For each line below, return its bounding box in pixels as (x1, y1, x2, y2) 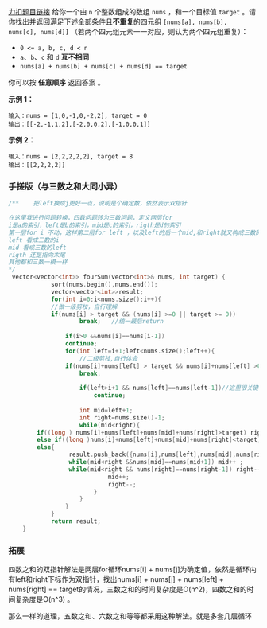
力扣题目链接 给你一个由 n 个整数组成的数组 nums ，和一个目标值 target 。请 (8, 7, 257, 16)
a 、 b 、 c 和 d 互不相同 (19, 53, 90, 61)
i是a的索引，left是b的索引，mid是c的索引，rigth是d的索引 (8, 221, 181, 229)
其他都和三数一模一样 (8, 258, 68, 267)
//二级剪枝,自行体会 (79, 354, 137, 362)
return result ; (50, 517, 102, 525)
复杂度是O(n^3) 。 (14, 595, 75, 604)
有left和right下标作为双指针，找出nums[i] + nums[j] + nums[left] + (8, 575, 224, 584)
